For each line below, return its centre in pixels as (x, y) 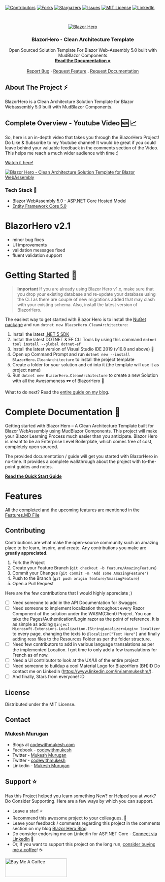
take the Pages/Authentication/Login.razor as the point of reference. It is (85, 619)
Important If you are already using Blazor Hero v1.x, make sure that (85, 289)
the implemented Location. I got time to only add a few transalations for (85, 650)
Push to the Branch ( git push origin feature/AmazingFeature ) (76, 578)
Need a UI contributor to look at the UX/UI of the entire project (75, 660)
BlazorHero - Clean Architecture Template (83, 39)
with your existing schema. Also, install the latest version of (77, 305)
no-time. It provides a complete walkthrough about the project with (73, 461)
